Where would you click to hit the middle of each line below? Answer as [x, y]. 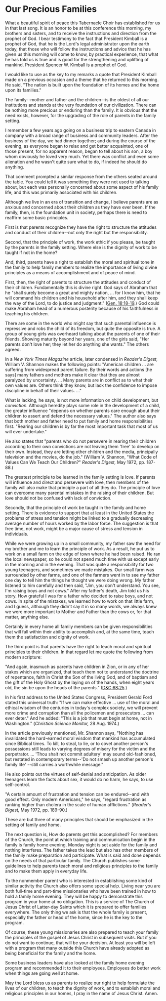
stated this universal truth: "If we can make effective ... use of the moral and [82, 702]
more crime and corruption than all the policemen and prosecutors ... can [80, 713]
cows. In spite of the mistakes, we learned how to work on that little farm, [80, 601]
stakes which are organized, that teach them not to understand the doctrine [82, 672]
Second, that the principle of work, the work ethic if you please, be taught [80, 242]
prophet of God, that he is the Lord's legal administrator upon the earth [77, 43]
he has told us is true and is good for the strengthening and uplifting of [77, 59]
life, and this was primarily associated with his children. [61, 192]
